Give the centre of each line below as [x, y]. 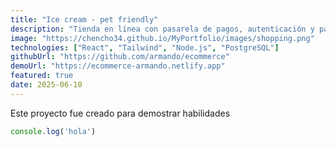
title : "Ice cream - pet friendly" [84, 19]
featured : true [42, 76]
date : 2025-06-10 [46, 85]
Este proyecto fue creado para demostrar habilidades [120, 113]
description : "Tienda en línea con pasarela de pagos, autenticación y [162, 29]
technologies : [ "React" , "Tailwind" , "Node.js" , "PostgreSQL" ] [145, 47]
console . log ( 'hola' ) [53, 131]
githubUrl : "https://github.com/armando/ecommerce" [120, 57]
